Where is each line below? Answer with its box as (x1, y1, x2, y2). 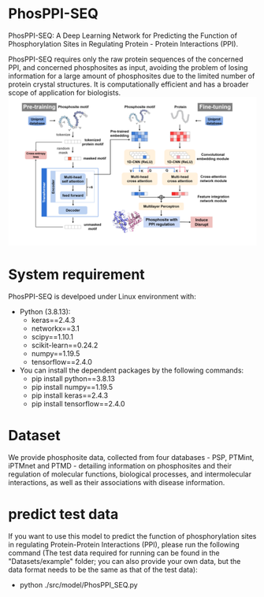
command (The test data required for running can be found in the (8, 548, 221, 558)
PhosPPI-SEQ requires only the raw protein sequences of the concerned (8, 54, 244, 64)
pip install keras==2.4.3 (31, 391, 109, 400)
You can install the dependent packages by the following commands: (19, 365, 244, 375)
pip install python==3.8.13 (31, 374, 116, 384)
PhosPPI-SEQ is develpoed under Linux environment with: (8, 292, 197, 302)
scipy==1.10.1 (31, 332, 73, 342)
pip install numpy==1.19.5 (31, 383, 113, 392)
